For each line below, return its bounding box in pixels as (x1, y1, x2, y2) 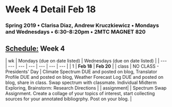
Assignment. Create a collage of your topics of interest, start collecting (5, 90, 155, 96)
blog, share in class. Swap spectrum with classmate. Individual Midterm (5, 79, 157, 85)
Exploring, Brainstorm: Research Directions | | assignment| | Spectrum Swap (5, 84, 167, 91)
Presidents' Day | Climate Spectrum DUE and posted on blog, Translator (5, 68, 158, 75)
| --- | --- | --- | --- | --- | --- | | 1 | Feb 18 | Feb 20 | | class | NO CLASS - (5, 63, 159, 69)
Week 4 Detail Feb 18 (5, 4, 96, 15)
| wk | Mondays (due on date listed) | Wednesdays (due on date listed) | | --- (5, 57, 167, 63)
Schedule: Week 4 (5, 44, 65, 53)
